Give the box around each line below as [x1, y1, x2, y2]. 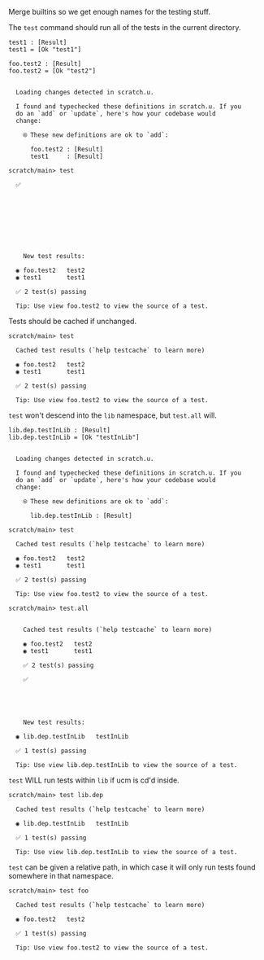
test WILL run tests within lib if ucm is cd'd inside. [8, 775, 180, 785]
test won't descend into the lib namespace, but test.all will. [8, 410, 217, 420]
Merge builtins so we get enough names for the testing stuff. [8, 7, 211, 16]
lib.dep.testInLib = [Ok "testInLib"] [8, 433, 140, 441]
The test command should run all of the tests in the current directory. [8, 23, 241, 32]
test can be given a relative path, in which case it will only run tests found [8, 862, 256, 872]
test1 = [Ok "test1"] [8, 46, 82, 54]
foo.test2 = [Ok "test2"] [8, 67, 96, 75]
